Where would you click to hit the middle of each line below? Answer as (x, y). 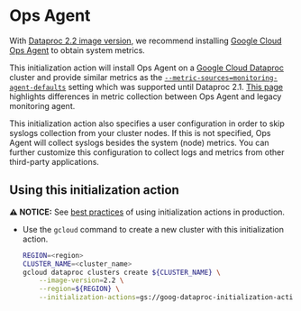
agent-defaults (38, 87)
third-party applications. (54, 161)
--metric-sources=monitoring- (221, 78)
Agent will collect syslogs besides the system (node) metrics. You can (139, 142)
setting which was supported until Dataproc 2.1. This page (176, 87)
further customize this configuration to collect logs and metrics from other (147, 152)
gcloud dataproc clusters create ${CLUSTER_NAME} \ (121, 272)
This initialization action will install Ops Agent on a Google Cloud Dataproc (146, 68)
